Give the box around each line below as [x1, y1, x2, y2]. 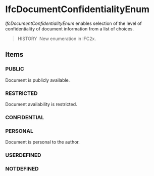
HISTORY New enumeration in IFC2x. [17, 36, 96, 42]
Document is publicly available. [5, 77, 70, 83]
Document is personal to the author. [5, 139, 80, 145]
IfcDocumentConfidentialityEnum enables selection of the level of [5, 20, 142, 26]
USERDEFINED [5, 152, 41, 159]
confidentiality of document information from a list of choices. [5, 25, 134, 31]
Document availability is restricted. [5, 101, 77, 107]
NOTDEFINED [5, 165, 39, 172]
